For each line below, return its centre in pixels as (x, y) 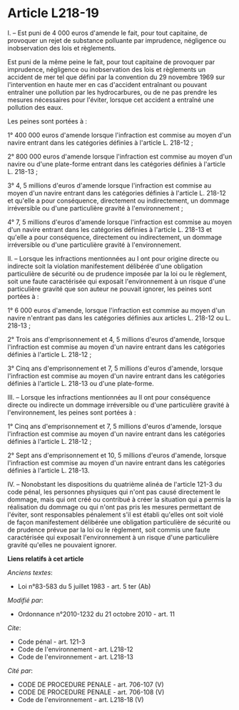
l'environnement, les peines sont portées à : (72, 412)
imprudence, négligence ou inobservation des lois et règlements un (106, 69)
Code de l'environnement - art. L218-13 (75, 656)
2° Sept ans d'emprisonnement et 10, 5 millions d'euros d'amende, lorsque (117, 455)
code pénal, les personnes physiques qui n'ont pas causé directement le (114, 492)
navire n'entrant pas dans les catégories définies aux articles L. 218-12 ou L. (119, 318)
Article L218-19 (54, 13)
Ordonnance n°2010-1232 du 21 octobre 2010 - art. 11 (96, 614)
